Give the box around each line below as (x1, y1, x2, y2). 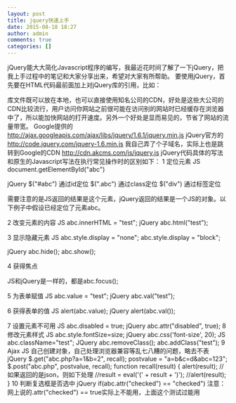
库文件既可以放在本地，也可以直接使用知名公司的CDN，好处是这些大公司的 (7, 96, 224, 104)
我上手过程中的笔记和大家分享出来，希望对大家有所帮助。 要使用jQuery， (7, 72, 219, 80)
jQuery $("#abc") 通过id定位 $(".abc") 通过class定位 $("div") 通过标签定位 (7, 180, 221, 188)
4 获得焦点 (7, 262, 38, 270)
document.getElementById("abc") (7, 165, 105, 173)
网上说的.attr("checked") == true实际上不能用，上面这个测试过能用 (7, 388, 200, 396)
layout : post (7, 10, 46, 18)
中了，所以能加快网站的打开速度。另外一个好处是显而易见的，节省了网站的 (7, 113, 223, 122)
